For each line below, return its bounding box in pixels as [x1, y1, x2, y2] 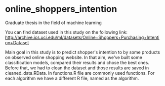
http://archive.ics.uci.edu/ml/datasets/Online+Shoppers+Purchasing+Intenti [5, 34, 160, 40]
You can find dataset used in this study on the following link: [5, 29, 127, 35]
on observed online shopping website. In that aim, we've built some [5, 54, 142, 60]
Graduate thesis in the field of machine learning [5, 20, 102, 26]
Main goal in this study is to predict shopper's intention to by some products [5, 49, 161, 55]
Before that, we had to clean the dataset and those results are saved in [5, 65, 149, 71]
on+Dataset [5, 39, 29, 45]
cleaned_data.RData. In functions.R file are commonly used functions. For [5, 70, 155, 76]
